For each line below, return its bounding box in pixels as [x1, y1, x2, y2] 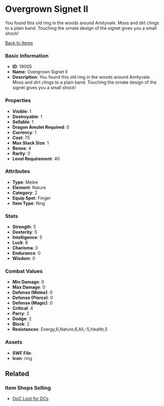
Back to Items [5, 40, 33, 46]
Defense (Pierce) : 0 [12, 295, 53, 301]
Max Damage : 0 [12, 284, 45, 290]
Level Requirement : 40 [12, 155, 60, 161]
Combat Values [5, 268, 43, 275]
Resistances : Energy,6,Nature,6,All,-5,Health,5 [12, 326, 108, 332]
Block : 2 [12, 321, 30, 327]
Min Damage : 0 [12, 279, 44, 285]
